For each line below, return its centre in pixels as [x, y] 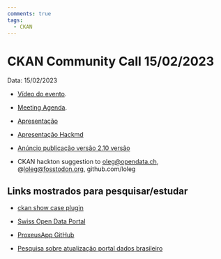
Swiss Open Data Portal [51, 221]
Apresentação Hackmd [50, 135]
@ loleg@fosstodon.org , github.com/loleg [76, 169]
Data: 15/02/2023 [32, 80]
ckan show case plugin [50, 208]
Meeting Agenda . [42, 108]
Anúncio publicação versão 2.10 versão [74, 148]
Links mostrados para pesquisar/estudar [98, 191]
